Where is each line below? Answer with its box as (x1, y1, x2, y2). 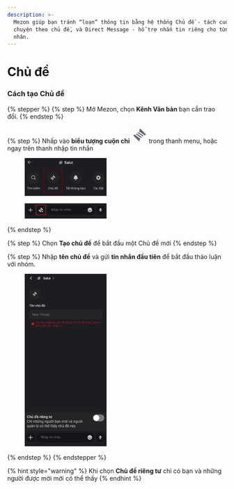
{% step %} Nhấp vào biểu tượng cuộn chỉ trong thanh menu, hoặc (7, 137, 218, 145)
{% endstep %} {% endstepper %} (7, 453, 107, 462)
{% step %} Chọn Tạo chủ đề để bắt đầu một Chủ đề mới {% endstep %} (7, 239, 217, 247)
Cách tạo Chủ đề (7, 89, 65, 99)
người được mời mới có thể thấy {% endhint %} (7, 474, 142, 483)
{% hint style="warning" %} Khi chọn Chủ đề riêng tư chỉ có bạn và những (7, 467, 222, 475)
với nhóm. (7, 260, 36, 268)
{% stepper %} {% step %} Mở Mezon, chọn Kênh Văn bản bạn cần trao (7, 104, 216, 113)
